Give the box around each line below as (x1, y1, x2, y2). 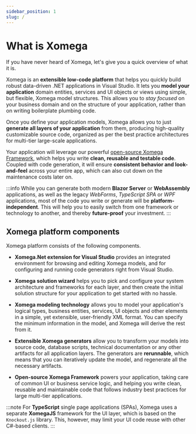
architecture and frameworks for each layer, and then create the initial (14, 283, 183, 291)
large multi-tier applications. (14, 392, 83, 399)
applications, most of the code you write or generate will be (6, 197, 150, 204)
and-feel (6, 168, 27, 175)
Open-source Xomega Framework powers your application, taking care (14, 374, 189, 381)
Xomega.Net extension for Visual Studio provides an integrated (14, 254, 171, 261)
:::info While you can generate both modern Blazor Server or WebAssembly (6, 185, 190, 192)
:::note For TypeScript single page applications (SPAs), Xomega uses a (6, 404, 177, 411)
